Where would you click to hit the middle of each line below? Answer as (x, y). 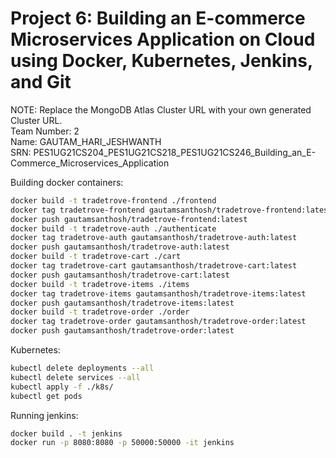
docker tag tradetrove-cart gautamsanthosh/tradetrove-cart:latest (154, 266)
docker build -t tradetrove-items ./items (100, 284)
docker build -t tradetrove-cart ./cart (96, 257)
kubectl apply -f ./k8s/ (62, 387)
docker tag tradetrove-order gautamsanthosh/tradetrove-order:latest (158, 322)
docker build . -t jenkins (66, 433)
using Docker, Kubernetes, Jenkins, (161, 61)
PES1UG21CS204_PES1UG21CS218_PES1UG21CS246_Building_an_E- (175, 152)
